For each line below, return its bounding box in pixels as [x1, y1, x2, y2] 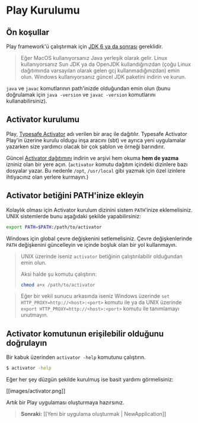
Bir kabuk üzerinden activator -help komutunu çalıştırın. [6, 354, 146, 361]
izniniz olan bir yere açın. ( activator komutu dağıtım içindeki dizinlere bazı [6, 161, 188, 168]
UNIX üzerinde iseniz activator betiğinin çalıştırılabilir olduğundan [20, 253, 183, 260]
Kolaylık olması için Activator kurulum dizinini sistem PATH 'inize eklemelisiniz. [6, 206, 193, 214]
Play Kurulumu [6, 4, 80, 17]
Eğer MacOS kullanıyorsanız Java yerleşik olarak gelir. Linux [20, 55, 168, 61]
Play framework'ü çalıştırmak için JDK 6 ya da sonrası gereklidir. [6, 43, 163, 50]
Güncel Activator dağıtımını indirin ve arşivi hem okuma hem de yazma [6, 154, 179, 161]
